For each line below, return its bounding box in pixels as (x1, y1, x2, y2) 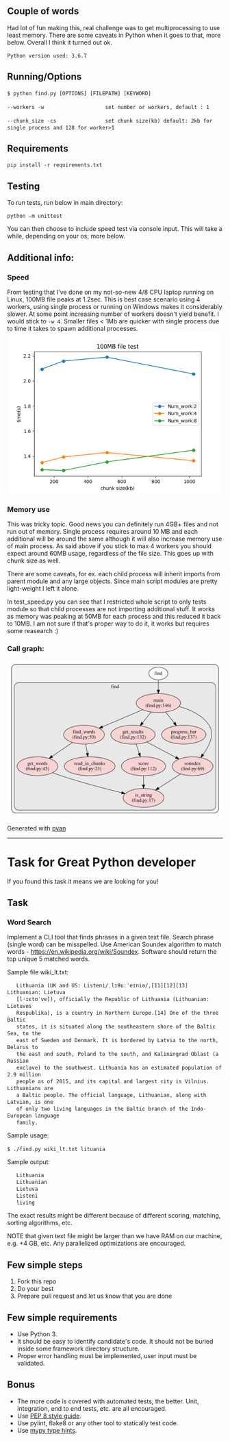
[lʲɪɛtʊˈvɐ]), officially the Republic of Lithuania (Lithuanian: (16, 996, 210, 1003)
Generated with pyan (7, 824, 66, 832)
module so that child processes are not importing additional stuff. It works (7, 605, 216, 613)
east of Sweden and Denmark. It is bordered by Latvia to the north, (16, 1037, 219, 1044)
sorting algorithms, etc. (7, 1219, 73, 1227)
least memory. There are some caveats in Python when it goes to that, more (7, 31, 221, 39)
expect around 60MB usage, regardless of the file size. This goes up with (7, 550, 214, 558)
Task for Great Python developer (7, 854, 196, 870)
